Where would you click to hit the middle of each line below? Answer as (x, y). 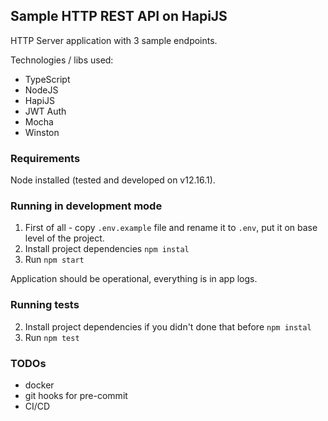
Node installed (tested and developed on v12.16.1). (113, 180)
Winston (42, 132)
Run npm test (52, 337)
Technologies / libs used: (62, 60)
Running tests (45, 305)
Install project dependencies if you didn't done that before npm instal (168, 326)
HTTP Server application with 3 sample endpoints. (114, 40)
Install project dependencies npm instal (107, 249)
